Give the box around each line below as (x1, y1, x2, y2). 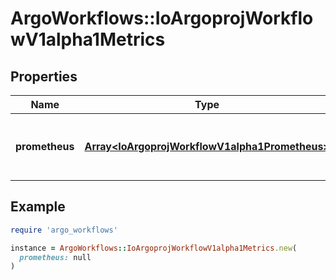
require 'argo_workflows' (10, 225, 118, 235)
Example (10, 198, 66, 216)
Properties (10, 68, 78, 85)
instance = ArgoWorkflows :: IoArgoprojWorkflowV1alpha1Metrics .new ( (10, 243, 298, 253)
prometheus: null (19, 252, 92, 262)
